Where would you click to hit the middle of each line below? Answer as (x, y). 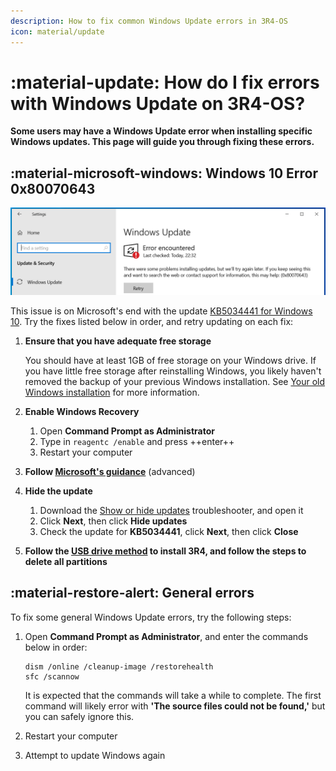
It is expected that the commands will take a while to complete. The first (173, 695)
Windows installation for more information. (112, 392)
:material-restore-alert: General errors (132, 593)
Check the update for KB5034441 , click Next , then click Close (169, 532)
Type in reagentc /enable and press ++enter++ (137, 442)
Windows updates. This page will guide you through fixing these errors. (162, 142)
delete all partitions (66, 562)
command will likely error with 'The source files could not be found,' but (175, 706)
